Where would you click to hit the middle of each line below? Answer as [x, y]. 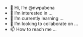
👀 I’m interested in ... [31, 13]
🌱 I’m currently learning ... [37, 18]
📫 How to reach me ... [33, 29]
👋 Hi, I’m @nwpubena [32, 8]
